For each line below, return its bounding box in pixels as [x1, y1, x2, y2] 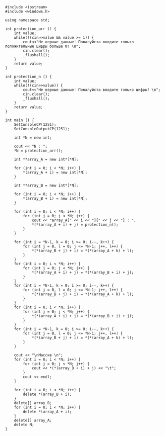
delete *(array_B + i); [23, 392, 72, 397]
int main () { [5, 118, 35, 123]
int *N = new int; [14, 135, 52, 140]
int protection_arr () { [5, 26, 56, 31]
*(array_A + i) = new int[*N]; [23, 170, 88, 175]
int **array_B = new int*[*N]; [14, 183, 79, 188]
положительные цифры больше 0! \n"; [5, 44, 81, 49]
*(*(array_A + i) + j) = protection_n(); [31, 222, 119, 227]
